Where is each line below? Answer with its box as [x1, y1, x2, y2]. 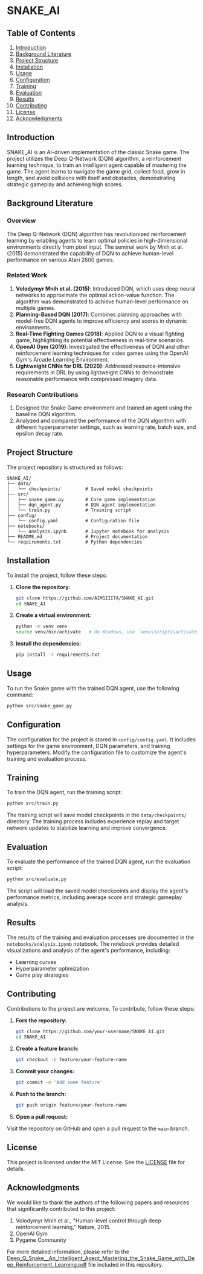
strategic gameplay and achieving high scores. [7, 180, 123, 188]
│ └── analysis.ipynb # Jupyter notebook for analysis [7, 528, 170, 534]
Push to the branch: [15, 1090, 66, 1098]
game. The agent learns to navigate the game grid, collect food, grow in [7, 167, 185, 175]
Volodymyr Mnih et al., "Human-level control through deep [15, 1217, 162, 1224]
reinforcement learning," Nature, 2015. [15, 1223, 111, 1230]
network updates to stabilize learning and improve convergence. [7, 824, 167, 832]
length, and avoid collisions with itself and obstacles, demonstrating [7, 174, 176, 181]
